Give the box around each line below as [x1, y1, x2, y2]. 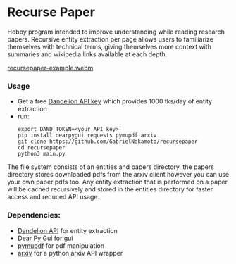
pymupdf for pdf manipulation [17, 241, 104, 250]
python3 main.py [17, 151, 66, 158]
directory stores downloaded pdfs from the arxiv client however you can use [7, 170, 230, 179]
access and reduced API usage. [7, 193, 100, 201]
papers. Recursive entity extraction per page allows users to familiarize [7, 34, 213, 43]
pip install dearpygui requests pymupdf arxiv [17, 132, 157, 139]
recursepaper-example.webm [7, 63, 94, 72]
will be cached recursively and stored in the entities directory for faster [7, 185, 213, 194]
